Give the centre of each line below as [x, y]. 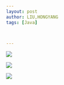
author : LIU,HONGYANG [32, 17]
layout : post [22, 11]
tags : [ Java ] [22, 22]
